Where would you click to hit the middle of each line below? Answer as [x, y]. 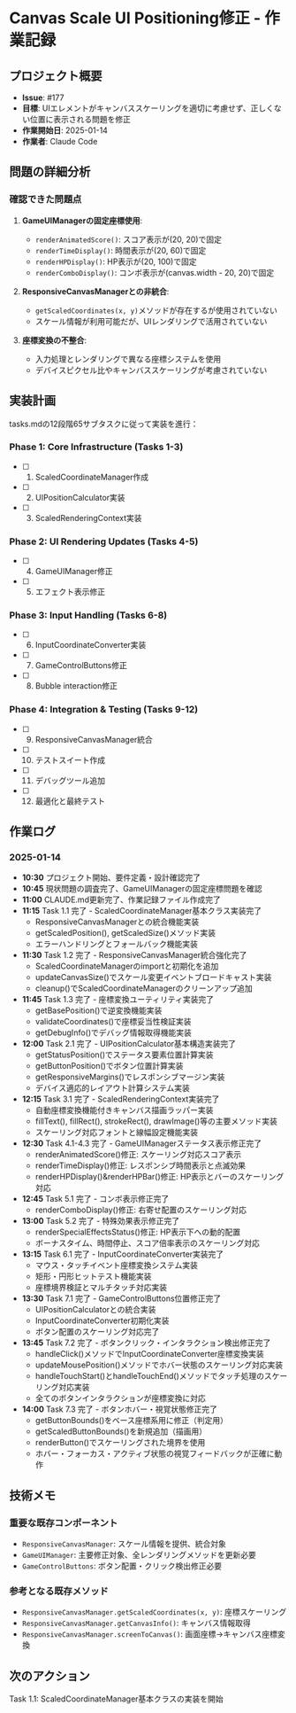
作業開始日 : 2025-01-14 [65, 130]
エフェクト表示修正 [70, 592]
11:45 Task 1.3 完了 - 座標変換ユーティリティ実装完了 [118, 1000]
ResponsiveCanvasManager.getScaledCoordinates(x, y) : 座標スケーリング [154, 1612]
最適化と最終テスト [70, 801]
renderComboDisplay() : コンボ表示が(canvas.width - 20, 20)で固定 [155, 272]
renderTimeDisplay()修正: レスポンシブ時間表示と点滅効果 [140, 1165]
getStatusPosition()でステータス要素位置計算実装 [124, 1055]
